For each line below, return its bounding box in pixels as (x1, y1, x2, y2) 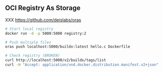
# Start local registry (5, 26, 54, 31)
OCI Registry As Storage (5, 4, 81, 12)
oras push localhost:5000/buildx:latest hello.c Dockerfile (5, 44, 131, 49)
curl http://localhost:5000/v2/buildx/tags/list (5, 58, 106, 63)
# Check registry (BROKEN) (5, 53, 60, 58)
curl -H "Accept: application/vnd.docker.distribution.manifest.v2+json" (5, 62, 159, 68)
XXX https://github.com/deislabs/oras (5, 17, 82, 23)
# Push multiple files (5, 40, 51, 45)
